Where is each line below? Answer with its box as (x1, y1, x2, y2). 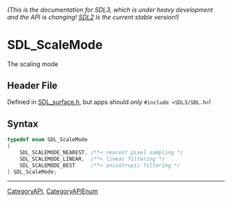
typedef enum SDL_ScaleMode (7, 137, 88, 143)
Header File (7, 79, 58, 91)
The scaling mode (7, 59, 59, 68)
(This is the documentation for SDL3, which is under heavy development (7, 6, 213, 14)
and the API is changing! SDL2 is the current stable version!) (7, 12, 180, 21)
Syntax (7, 118, 39, 130)
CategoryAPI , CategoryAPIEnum (7, 187, 99, 196)
